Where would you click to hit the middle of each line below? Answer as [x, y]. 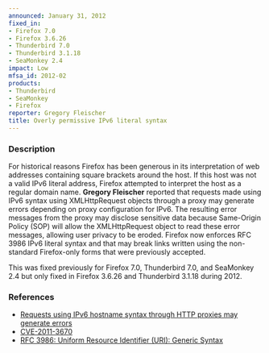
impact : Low [28, 69]
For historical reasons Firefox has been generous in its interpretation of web [134, 167]
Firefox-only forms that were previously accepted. [123, 252]
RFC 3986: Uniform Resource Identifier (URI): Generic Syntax [122, 340]
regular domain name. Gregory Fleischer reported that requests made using [135, 192]
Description [32, 148]
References [31, 297]
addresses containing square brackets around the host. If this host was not [132, 175]
